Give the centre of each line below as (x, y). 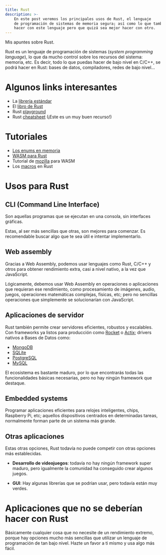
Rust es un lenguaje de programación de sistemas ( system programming (79, 52)
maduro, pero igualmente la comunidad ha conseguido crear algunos (83, 469)
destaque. (15, 383)
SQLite (19, 352)
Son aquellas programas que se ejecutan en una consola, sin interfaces (78, 216)
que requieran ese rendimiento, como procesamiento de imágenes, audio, (80, 289)
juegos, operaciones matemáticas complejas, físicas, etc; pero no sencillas (81, 294)
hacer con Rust (37, 519)
